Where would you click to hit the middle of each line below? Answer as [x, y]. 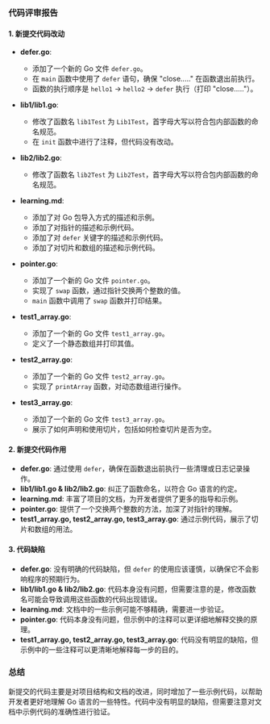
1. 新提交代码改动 [37, 33]
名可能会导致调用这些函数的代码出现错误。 [91, 599]
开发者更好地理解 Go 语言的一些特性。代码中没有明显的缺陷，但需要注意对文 [135, 701]
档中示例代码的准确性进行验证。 [61, 711]
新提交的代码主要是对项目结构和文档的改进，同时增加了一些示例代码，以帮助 [135, 691]
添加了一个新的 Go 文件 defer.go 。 [89, 69]
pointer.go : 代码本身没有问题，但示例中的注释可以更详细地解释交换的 [135, 619]
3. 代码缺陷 [27, 549]
